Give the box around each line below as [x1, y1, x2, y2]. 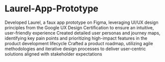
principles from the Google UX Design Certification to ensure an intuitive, [4, 24, 155, 30]
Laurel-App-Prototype [4, 3, 99, 14]
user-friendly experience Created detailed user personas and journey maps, [4, 30, 161, 36]
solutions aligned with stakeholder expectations [4, 51, 102, 57]
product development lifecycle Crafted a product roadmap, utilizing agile [4, 40, 154, 46]
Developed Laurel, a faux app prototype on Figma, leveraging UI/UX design [4, 19, 159, 25]
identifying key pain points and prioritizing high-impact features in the [4, 35, 148, 41]
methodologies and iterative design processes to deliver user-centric [4, 46, 146, 52]
